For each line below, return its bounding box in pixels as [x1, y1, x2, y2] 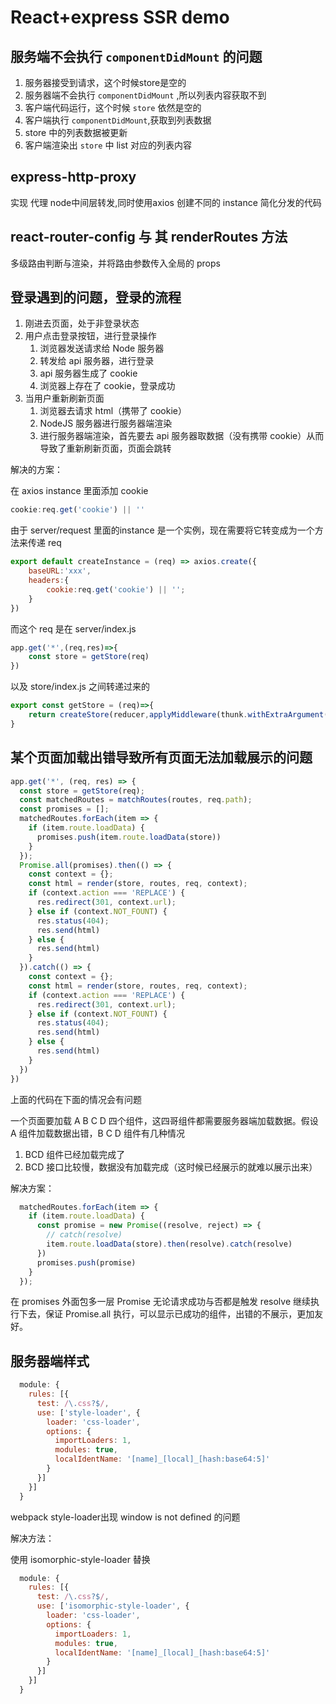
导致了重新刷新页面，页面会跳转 [39, 442, 172, 455]
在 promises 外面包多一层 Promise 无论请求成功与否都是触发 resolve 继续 [10, 1296, 312, 1308]
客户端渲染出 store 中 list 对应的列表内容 [24, 139, 193, 151]
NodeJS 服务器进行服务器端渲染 [39, 417, 173, 430]
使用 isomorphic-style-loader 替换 [10, 1553, 151, 1565]
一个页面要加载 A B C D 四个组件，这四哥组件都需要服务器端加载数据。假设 [10, 1114, 319, 1126]
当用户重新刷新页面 [24, 392, 105, 405]
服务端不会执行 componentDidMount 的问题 [10, 48, 263, 65]
